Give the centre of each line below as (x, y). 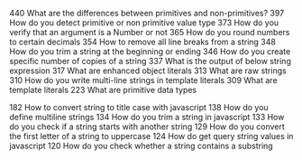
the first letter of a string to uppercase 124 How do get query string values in (151, 136)
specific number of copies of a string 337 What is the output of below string (150, 61)
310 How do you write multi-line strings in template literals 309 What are (143, 80)
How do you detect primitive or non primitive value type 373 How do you (144, 23)
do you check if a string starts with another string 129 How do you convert (147, 127)
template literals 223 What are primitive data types (103, 90)
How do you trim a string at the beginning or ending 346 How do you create (150, 52)
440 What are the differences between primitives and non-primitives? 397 (147, 13)
